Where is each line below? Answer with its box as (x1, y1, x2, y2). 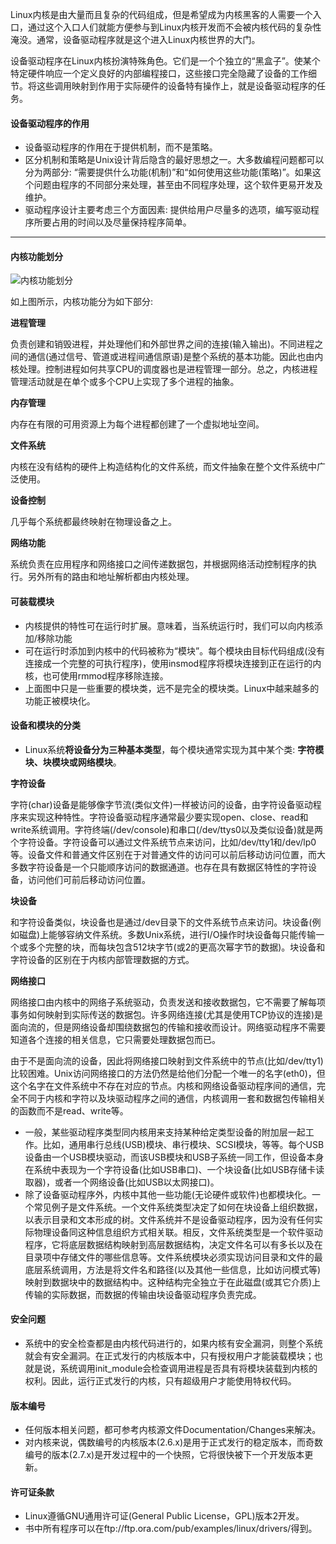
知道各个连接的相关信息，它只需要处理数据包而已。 (10, 1033, 221, 1045)
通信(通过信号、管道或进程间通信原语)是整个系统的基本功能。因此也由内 (27, 351, 324, 363)
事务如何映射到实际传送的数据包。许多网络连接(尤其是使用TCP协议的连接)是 (10, 1008, 323, 1020)
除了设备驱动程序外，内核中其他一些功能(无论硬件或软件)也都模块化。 (24, 1188, 313, 1200)
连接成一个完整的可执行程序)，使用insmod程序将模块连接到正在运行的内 (24, 657, 322, 669)
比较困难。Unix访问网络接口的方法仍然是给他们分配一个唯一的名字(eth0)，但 (10, 1067, 326, 1079)
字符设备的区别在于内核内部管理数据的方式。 (10, 953, 195, 965)
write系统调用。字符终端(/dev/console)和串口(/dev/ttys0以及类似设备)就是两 (10, 823, 324, 835)
